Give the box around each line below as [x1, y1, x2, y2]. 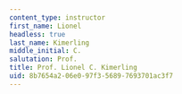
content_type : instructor [9, 13, 105, 22]
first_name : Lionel [9, 21, 82, 30]
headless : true [9, 30, 66, 38]
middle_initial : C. [9, 47, 82, 56]
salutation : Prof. [9, 55, 78, 64]
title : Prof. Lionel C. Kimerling [9, 64, 138, 73]
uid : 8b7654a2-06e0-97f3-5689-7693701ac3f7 [9, 72, 174, 81]
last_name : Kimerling [9, 38, 90, 47]
